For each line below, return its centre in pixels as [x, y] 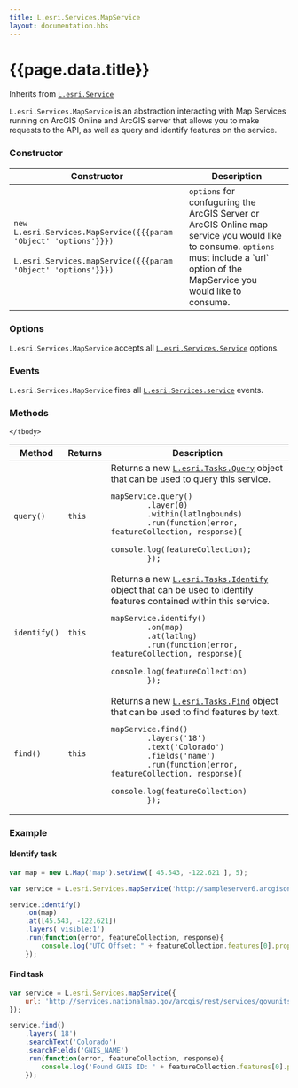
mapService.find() [149, 729]
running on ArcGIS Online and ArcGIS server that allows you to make [134, 121]
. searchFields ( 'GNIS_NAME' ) [77, 1051]
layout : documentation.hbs [59, 26]
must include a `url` [229, 257]
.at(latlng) [172, 636]
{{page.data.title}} [79, 70]
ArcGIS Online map [229, 225]
